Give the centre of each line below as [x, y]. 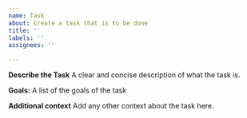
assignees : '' [32, 45]
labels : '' [26, 38]
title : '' [25, 30]
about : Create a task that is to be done [78, 23]
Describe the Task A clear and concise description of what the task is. [124, 75]
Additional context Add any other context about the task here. [111, 106]
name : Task [26, 16]
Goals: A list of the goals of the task [68, 90]
